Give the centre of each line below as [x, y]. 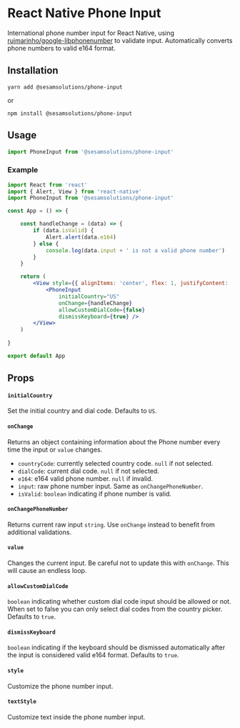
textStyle [22, 702]
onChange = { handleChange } [95, 303]
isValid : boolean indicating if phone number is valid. [95, 494]
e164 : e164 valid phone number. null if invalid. [85, 478]
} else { [46, 244]
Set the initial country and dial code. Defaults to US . [82, 411]
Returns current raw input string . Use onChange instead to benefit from [111, 524]
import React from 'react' [47, 185]
